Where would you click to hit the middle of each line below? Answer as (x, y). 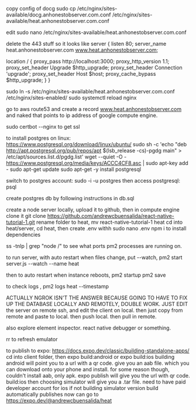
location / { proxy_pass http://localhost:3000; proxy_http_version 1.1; (88, 61)
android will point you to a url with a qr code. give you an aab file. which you (98, 363)
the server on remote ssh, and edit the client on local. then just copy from (94, 310)
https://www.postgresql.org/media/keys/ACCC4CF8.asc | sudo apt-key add (97, 163)
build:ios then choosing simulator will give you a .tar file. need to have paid (96, 382)
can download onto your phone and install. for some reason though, (88, 369)
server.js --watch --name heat (43, 263)
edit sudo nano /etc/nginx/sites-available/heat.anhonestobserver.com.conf (97, 32)
